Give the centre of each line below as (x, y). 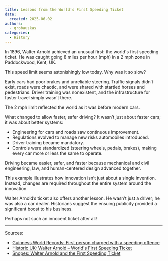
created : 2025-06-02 (31, 19)
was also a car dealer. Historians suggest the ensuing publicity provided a (81, 203)
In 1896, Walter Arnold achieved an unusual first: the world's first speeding (82, 52)
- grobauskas (23, 28)
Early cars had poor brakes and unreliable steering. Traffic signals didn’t (79, 82)
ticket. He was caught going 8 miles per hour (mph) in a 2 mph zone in (78, 57)
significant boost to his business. (39, 209)
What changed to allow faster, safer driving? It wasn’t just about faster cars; (83, 117)
